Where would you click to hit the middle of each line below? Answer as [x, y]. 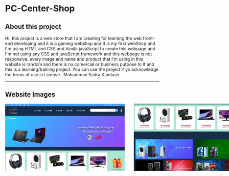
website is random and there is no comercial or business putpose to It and [80, 64]
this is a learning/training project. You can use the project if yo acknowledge [82, 69]
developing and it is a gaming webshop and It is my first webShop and [85, 44]
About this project [33, 27]
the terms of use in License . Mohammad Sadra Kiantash [62, 75]
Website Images [30, 95]
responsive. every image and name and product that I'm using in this [74, 59]
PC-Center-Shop [40, 9]
